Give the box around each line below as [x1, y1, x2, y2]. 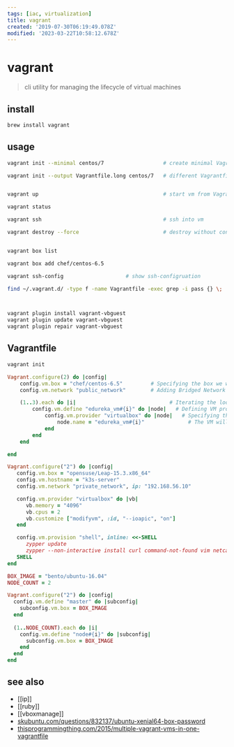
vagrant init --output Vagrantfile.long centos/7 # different [7, 172, 198, 179]
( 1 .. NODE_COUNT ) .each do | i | [13, 624, 98, 631]
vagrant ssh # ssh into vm [7, 216, 204, 224]
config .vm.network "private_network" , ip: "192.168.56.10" [16, 483, 192, 490]
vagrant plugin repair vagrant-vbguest [7, 323, 123, 331]
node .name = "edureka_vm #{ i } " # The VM [56, 419, 214, 426]
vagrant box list [7, 247, 58, 254]
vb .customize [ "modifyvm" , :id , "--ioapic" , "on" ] [25, 515, 176, 522]
